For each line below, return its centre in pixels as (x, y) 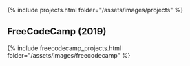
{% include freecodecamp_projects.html (64, 48)
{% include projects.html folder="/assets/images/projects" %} (95, 10)
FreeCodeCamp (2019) (57, 31)
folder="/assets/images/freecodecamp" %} (69, 55)
